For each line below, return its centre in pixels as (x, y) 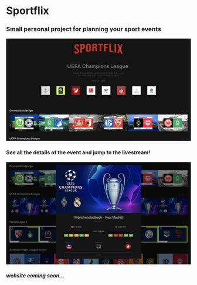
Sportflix (28, 11)
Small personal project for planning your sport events (84, 29)
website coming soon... (35, 276)
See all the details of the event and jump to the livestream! (78, 152)
